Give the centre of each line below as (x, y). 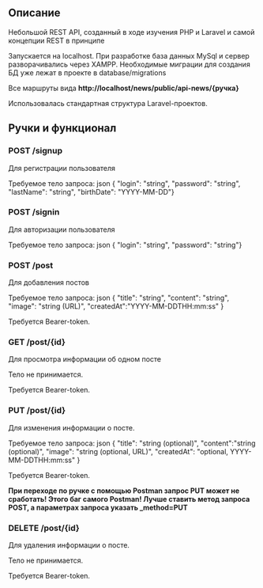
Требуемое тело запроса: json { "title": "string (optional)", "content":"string (132, 443)
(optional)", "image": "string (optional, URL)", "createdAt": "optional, (118, 451)
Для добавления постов (49, 283)
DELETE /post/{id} (44, 528)
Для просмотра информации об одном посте (85, 359)
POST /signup (36, 151)
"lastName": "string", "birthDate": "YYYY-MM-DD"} (92, 192)
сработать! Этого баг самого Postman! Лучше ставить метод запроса (129, 499)
